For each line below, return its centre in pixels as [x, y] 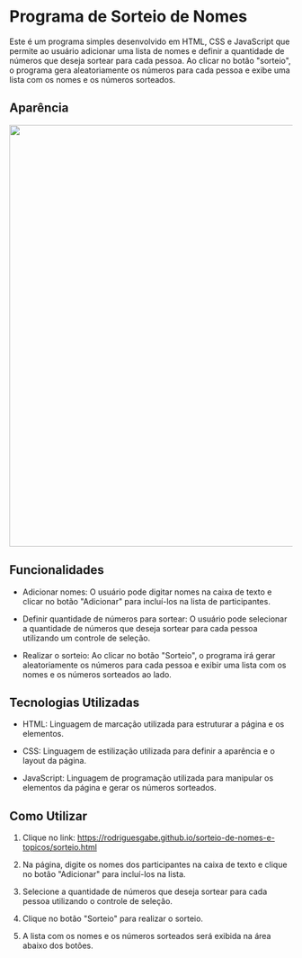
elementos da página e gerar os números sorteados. [120, 788]
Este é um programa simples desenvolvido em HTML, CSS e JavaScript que [150, 41]
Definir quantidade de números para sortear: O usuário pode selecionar [155, 619]
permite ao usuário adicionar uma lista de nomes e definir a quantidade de [147, 50]
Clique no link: [49, 837]
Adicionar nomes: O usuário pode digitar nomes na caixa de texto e [147, 592]
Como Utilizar [49, 816]
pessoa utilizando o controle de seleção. [98, 901]
